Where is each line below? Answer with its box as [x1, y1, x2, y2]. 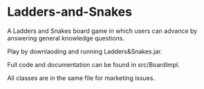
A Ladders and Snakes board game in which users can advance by [7, 27, 198, 35]
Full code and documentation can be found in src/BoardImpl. [7, 60, 180, 68]
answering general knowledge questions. [7, 34, 124, 42]
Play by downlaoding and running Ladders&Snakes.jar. [7, 47, 163, 55]
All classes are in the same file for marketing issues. [7, 73, 156, 82]
